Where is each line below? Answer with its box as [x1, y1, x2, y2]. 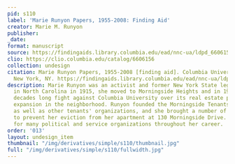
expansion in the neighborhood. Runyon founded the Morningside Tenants [13, 101, 230, 108]
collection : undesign [7, 62, 71, 69]
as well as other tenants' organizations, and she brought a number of [13, 107, 227, 114]
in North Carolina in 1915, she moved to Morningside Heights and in [13, 88, 220, 95]
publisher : [7, 29, 39, 37]
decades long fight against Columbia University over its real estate [13, 95, 224, 102]
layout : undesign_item [7, 133, 73, 140]
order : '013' [7, 127, 45, 134]
